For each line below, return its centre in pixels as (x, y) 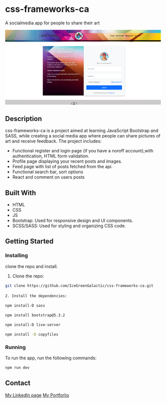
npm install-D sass (25, 306)
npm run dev (17, 368)
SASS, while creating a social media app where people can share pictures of (83, 136)
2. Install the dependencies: (36, 296)
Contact (18, 383)
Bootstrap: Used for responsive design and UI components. (73, 220)
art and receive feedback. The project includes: (53, 141)
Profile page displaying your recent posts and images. (67, 161)
